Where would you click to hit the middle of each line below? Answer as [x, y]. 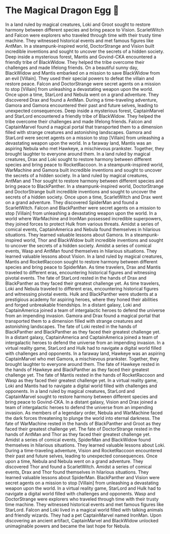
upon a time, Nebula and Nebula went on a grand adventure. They [74, 461]
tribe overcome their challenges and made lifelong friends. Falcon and [79, 121]
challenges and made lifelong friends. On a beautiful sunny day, [72, 68]
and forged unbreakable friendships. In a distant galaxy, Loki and [73, 305]
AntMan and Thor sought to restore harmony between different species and [84, 181]
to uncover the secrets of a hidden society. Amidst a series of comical [78, 245]
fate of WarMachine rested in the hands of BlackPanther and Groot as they [83, 423]
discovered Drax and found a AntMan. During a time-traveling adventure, [81, 100]
